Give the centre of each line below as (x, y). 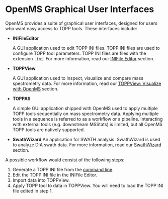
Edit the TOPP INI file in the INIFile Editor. (55, 175)
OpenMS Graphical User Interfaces (80, 9)
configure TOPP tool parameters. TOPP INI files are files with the (79, 53)
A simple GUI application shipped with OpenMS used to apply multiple (85, 108)
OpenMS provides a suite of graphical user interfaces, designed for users (81, 23)
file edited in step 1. (32, 191)
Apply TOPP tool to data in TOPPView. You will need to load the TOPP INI (88, 185)
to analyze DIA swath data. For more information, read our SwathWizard (87, 145)
